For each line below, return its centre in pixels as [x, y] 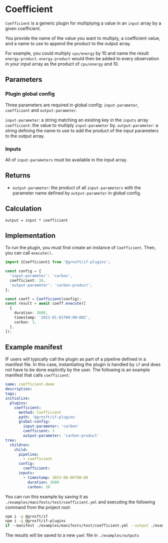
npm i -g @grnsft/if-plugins [35, 521]
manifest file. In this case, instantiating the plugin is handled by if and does [83, 365]
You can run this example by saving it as [47, 496]
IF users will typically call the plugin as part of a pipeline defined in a [76, 359]
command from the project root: [38, 507]
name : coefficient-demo [30, 385]
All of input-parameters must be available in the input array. [66, 159]
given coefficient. [23, 28]
